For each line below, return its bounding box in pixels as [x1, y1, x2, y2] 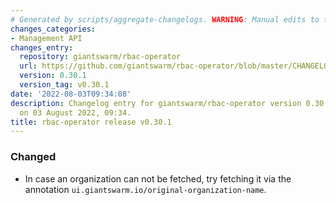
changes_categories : [10, 24, 97, 34]
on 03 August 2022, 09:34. [19, 107, 132, 118]
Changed [10, 150, 57, 164]
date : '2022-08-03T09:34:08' [10, 89, 132, 99]
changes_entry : [10, 42, 74, 53]
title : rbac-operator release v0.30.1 [10, 117, 172, 127]
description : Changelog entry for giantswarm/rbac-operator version [10, 98, 302, 108]
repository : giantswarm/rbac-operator [19, 52, 182, 62]
